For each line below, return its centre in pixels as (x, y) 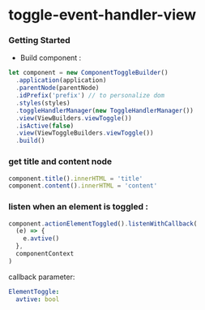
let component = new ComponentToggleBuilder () (88, 73)
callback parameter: (42, 277)
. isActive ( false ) (45, 126)
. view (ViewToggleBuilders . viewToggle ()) (85, 133)
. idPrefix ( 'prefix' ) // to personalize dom (90, 96)
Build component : (51, 58)
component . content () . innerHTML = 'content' (83, 186)
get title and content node (60, 161)
